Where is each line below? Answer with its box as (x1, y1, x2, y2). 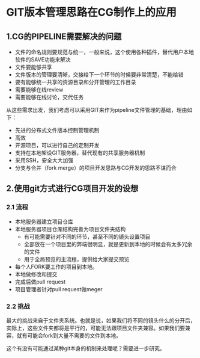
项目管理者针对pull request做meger (14, 285, 103, 292)
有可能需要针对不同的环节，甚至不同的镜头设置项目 (23, 233, 151, 240)
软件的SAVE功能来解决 (14, 56, 71, 63)
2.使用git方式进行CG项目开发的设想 (6, 184, 139, 194)
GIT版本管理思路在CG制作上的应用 (6, 5, 177, 19)
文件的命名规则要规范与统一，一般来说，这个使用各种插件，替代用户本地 (14, 49, 194, 55)
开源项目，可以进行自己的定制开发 (14, 142, 100, 149)
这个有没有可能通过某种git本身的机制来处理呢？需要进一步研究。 (6, 344, 165, 352)
